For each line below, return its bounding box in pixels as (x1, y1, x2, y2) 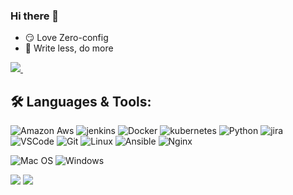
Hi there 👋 (10, 9, 60, 23)
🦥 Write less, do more (24, 42, 114, 54)
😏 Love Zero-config (24, 32, 109, 44)
